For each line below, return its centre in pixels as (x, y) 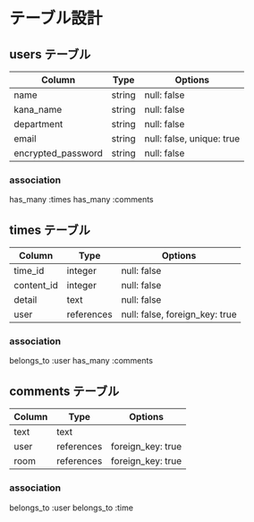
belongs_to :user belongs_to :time (72, 508)
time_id (29, 271)
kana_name (38, 110)
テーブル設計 (56, 18)
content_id (36, 286)
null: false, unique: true (192, 138)
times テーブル (50, 230)
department (38, 124)
